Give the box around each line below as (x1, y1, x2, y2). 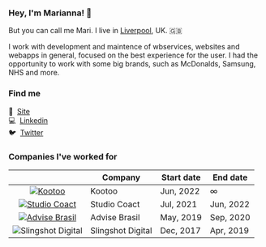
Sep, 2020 (209, 211, 251, 223)
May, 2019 (160, 211, 203, 223)
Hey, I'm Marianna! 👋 (8, 7, 92, 19)
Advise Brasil (90, 211, 140, 223)
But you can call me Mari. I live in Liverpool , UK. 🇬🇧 (8, 26, 182, 36)
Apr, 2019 (209, 224, 250, 236)
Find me (8, 88, 41, 100)
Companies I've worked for (8, 151, 118, 162)
